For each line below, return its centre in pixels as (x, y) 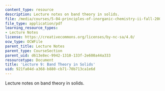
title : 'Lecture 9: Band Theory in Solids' (50, 64)
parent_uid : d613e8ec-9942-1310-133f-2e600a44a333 (58, 55)
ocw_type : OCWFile (24, 42)
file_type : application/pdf (34, 23)
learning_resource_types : (31, 28)
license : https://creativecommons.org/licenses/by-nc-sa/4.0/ (70, 37)
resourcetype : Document (29, 60)
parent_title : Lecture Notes (35, 46)
